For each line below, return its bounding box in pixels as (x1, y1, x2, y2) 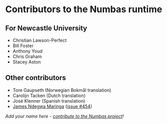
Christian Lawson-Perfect (12, 37, 67, 43)
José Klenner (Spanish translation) (12, 98, 86, 104)
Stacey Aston (12, 59, 41, 65)
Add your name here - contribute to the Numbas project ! (5, 113, 124, 119)
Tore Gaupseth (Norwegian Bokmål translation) (12, 87, 112, 93)
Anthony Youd (12, 48, 43, 54)
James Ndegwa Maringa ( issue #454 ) (12, 103, 93, 109)
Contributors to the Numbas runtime (5, 4, 162, 15)
